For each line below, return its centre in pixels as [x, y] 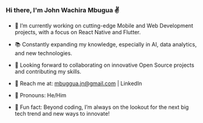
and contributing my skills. [48, 72]
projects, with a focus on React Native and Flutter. [78, 32]
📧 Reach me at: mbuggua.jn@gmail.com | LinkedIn [78, 84]
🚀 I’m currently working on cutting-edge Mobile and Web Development [104, 26]
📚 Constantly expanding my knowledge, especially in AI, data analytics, [105, 45]
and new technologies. [43, 53]
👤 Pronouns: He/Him [40, 95]
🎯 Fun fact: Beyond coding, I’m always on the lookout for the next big [102, 107]
